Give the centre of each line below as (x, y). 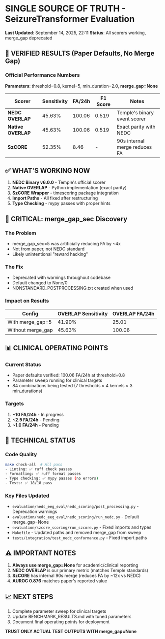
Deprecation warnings (35, 512)
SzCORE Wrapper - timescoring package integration (66, 193)
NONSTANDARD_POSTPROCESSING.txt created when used (73, 288)
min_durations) (27, 391)
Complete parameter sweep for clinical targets (59, 611)
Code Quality (21, 455)
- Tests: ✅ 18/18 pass (29, 483)
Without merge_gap (30, 330)
